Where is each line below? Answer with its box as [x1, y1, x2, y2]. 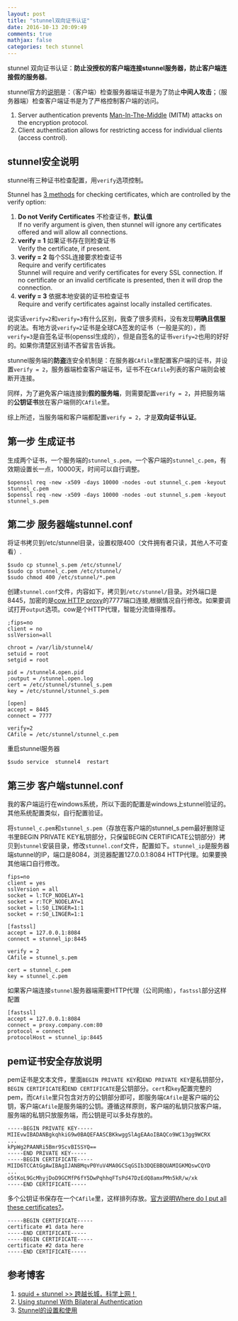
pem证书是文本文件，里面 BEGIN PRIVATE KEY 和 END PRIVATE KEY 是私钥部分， [7, 1075, 228, 1084]
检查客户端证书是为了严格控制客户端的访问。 [31, 97, 163, 105]
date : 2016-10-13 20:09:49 [7, 23, 87, 31]
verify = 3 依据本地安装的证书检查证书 [17, 292, 130, 300]
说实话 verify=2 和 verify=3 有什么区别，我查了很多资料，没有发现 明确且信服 [7, 314, 226, 323]
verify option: [7, 197, 47, 206]
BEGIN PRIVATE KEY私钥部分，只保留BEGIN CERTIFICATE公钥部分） [19, 833, 220, 841]
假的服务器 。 [13, 72, 51, 81]
